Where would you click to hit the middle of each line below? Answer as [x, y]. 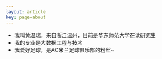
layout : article [26, 12]
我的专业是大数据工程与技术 [48, 42]
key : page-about [26, 17]
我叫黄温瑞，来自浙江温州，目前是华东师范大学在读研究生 [85, 35]
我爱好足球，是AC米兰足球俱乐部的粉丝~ [64, 50]
